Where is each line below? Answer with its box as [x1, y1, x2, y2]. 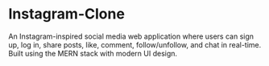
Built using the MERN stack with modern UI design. [8, 48, 178, 58]
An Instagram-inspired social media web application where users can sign [8, 31, 255, 41]
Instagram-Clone [8, 5, 125, 23]
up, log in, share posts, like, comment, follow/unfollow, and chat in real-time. [8, 39, 262, 49]
